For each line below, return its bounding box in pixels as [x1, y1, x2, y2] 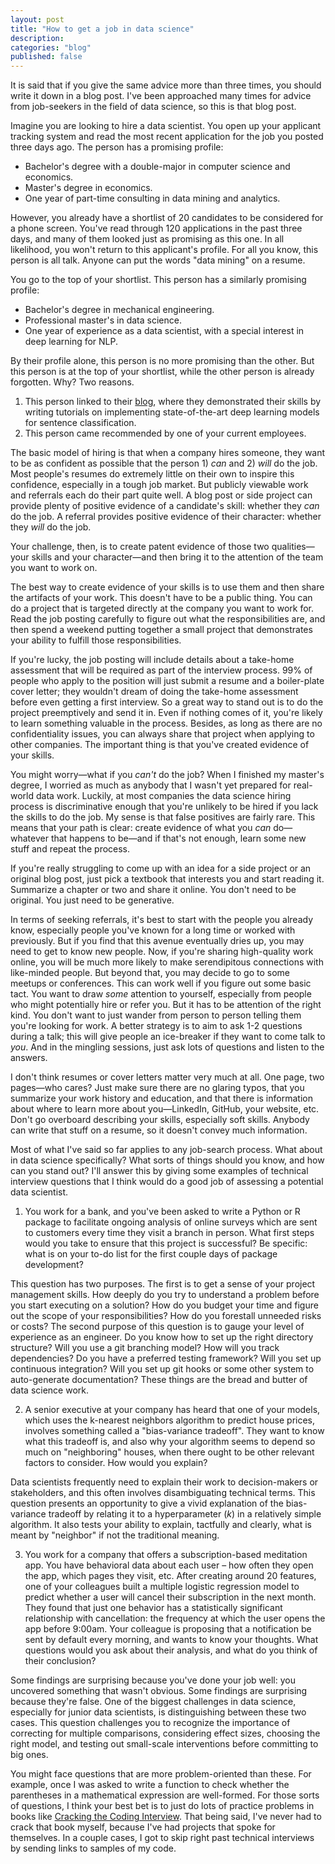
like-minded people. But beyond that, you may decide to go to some [10, 967, 291, 979]
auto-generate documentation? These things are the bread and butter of [10, 1374, 308, 1386]
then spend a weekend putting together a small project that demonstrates [10, 624, 313, 636]
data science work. [10, 1384, 89, 1396]
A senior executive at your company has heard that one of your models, [24, 1404, 321, 1416]
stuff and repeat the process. [10, 843, 131, 855]
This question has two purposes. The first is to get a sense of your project [10, 1278, 316, 1290]
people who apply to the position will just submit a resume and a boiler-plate [10, 675, 325, 687]
